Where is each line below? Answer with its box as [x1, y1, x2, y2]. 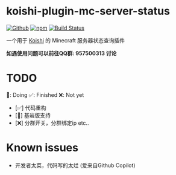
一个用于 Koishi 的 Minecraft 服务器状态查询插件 [6, 36, 125, 44]
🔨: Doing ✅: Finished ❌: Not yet [6, 91, 84, 98]
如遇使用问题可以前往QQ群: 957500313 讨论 [6, 50, 117, 57]
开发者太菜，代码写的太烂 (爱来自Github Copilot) [14, 162, 136, 169]
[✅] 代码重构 [14, 104, 46, 111]
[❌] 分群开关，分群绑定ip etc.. [14, 119, 89, 127]
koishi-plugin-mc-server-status [6, 4, 171, 18]
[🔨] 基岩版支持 [14, 111, 51, 119]
